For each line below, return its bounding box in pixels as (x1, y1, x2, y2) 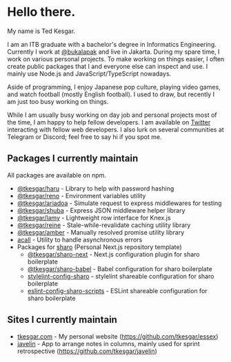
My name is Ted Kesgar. (7, 27, 76, 35)
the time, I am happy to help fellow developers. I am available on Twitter (7, 118, 211, 126)
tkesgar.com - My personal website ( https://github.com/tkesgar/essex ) (17, 332, 219, 341)
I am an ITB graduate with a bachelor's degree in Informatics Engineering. (7, 40, 217, 48)
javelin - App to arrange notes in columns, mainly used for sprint (17, 339, 200, 348)
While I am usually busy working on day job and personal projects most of (7, 111, 217, 119)
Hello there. (7, 4, 76, 20)
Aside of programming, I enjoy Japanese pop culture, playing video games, (7, 83, 221, 91)
